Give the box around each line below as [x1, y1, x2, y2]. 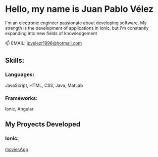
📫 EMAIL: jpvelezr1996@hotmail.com [5, 40, 82, 46]
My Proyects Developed [5, 120, 81, 129]
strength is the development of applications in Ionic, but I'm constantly [5, 25, 149, 31]
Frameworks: [5, 95, 38, 102]
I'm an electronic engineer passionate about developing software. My [5, 20, 147, 26]
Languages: [5, 71, 35, 78]
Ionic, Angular [5, 106, 34, 112]
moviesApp [5, 146, 28, 152]
